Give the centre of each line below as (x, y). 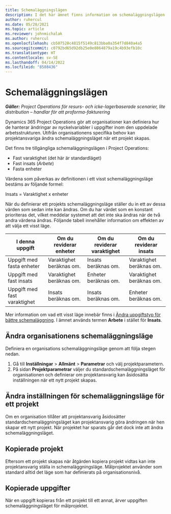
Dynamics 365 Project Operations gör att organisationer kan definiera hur (82, 122)
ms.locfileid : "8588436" (32, 67)
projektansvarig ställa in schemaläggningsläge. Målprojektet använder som (84, 466)
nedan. (13, 354)
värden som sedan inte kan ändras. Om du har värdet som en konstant (79, 210)
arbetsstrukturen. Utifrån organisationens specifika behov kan (70, 133)
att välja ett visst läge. (28, 226)
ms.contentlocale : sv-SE (32, 58)
